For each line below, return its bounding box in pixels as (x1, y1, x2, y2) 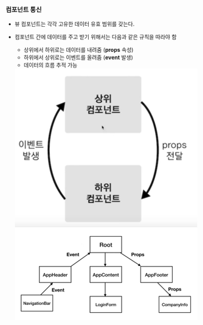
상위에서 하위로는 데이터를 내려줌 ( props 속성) (23, 46, 134, 54)
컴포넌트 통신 (5, 5, 42, 13)
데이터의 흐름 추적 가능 (23, 61, 78, 69)
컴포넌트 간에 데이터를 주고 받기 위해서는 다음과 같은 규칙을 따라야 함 (14, 33, 177, 41)
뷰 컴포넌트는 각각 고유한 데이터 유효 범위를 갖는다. (14, 20, 135, 28)
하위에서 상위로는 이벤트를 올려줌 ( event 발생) (23, 54, 133, 61)
